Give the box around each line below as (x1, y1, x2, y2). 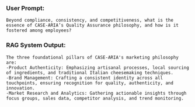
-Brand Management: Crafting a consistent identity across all (6, 75, 163, 81)
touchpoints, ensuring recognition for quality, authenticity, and (6, 80, 174, 86)
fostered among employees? (6, 27, 72, 33)
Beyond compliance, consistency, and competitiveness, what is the (6, 18, 174, 23)
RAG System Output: (6, 41, 66, 49)
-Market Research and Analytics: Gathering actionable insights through (6, 90, 187, 96)
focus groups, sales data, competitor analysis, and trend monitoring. (6, 95, 184, 101)
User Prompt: (6, 4, 45, 12)
